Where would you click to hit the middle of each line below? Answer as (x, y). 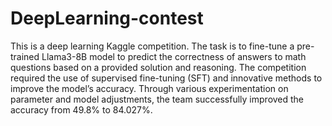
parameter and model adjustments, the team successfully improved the (157, 99)
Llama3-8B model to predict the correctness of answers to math (174, 56)
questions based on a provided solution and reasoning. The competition (158, 67)
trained (25, 56)
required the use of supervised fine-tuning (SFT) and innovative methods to (166, 78)
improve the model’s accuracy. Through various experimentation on (149, 88)
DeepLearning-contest (107, 18)
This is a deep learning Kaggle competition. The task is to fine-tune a (152, 46)
